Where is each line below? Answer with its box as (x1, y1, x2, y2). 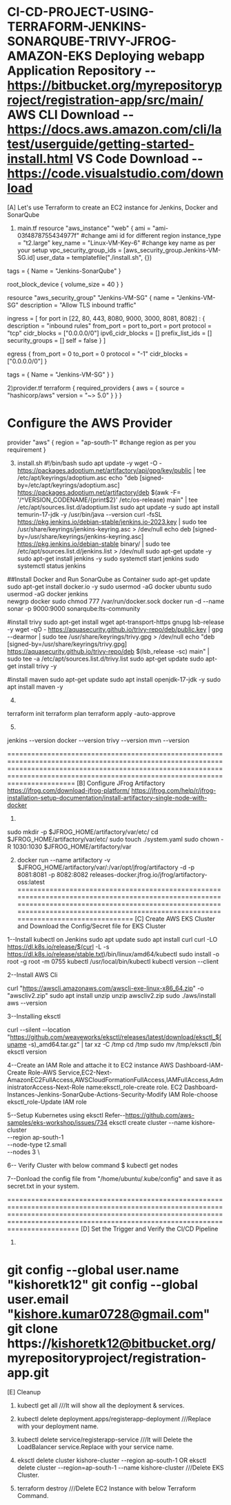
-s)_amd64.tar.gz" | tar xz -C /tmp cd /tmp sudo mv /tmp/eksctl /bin (28, 1040, 221, 1048)
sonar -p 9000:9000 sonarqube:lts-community (7, 604, 141, 612)
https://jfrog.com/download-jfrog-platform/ (7, 786, 130, 795)
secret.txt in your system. (7, 1182, 80, 1190)
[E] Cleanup (7, 1388, 41, 1396)
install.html (7, 151, 74, 167)
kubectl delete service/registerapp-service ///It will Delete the (17, 1435, 193, 1444)
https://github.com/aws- (125, 1110, 195, 1119)
